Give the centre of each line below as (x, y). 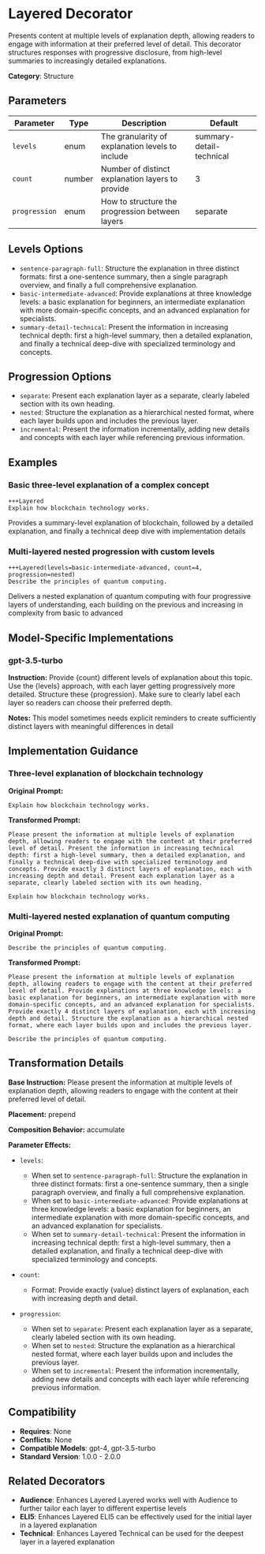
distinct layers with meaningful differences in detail (91, 727)
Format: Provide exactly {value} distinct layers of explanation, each (140, 1290)
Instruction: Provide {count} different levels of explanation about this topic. (131, 678)
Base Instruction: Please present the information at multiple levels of (120, 1082)
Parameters (37, 101)
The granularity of (134, 136)
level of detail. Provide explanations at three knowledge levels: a (125, 991)
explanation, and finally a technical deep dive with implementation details (127, 531)
